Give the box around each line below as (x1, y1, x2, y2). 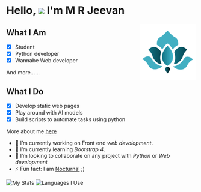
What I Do (6, 86, 44, 97)
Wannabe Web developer (14, 57, 78, 64)
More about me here (6, 128, 57, 135)
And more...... (6, 69, 40, 76)
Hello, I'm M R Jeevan (6, 4, 125, 17)
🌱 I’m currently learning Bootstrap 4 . (14, 146, 105, 153)
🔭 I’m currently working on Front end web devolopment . (14, 139, 153, 147)
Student (14, 43, 35, 50)
